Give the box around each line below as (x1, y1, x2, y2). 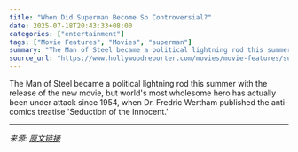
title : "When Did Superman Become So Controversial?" (9, 12, 213, 22)
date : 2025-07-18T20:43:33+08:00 (9, 21, 133, 30)
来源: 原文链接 (9, 133, 60, 143)
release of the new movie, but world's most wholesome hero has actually (9, 87, 277, 98)
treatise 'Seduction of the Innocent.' (37, 107, 169, 117)
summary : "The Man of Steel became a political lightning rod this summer (9, 46, 292, 55)
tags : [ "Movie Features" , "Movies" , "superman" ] (9, 37, 192, 47)
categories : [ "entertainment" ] (9, 29, 125, 38)
